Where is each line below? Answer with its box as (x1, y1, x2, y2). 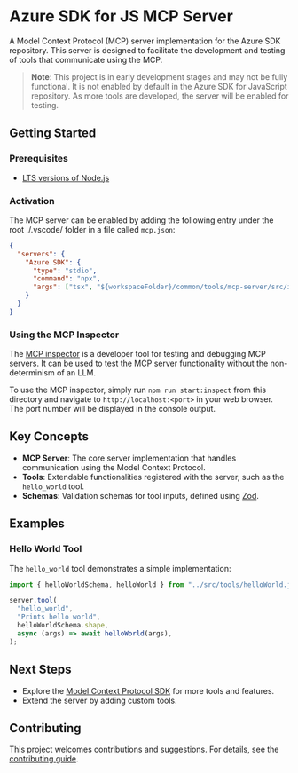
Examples (9, 517, 65, 532)
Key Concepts (9, 429, 89, 445)
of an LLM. (56, 367, 96, 378)
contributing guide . (9, 753, 79, 764)
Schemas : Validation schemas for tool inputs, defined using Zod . (21, 490, 260, 501)
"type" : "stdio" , (32, 266, 98, 275)
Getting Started (9, 126, 97, 141)
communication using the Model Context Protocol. (21, 461, 206, 472)
